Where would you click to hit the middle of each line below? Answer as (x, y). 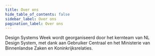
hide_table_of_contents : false (38, 14)
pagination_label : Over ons (34, 24)
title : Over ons (22, 10)
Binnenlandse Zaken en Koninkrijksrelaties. (49, 48)
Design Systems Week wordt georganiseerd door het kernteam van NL (77, 38)
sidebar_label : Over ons (31, 19)
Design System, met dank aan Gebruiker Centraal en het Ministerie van (78, 43)
